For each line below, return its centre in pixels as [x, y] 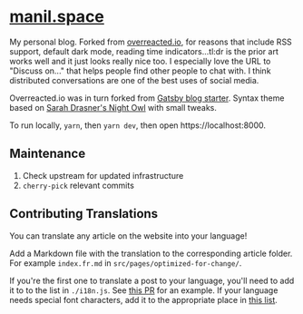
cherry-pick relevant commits [78, 185]
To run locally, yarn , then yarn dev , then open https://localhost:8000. [137, 125]
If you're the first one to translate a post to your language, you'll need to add [152, 280]
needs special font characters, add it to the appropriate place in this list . [144, 299]
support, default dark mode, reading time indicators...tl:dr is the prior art [144, 51]
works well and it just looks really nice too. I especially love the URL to [140, 61]
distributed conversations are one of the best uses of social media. [134, 80]
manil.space [57, 17]
